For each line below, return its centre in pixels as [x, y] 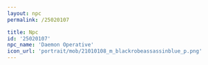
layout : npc [24, 13]
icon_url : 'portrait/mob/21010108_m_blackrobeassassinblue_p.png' [105, 51]
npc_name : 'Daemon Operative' [51, 45]
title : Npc [23, 32]
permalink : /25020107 [38, 20]
